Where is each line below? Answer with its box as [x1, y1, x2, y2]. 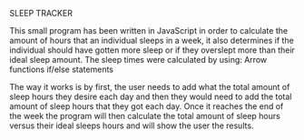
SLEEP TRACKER [9, 8, 73, 18]
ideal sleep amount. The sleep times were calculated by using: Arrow [9, 55, 268, 65]
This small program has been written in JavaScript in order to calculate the [9, 25, 289, 35]
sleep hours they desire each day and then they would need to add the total [9, 91, 292, 102]
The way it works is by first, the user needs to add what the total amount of [9, 82, 290, 92]
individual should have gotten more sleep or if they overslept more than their [9, 45, 295, 55]
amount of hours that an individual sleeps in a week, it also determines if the [9, 35, 295, 45]
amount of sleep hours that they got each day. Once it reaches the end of [9, 101, 284, 112]
